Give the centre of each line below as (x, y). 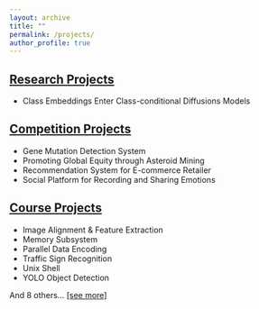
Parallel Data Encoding (65, 249)
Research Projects (62, 79)
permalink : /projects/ (52, 34)
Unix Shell (41, 268)
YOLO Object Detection (66, 277)
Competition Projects (70, 129)
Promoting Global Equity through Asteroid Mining (113, 160)
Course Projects (55, 208)
